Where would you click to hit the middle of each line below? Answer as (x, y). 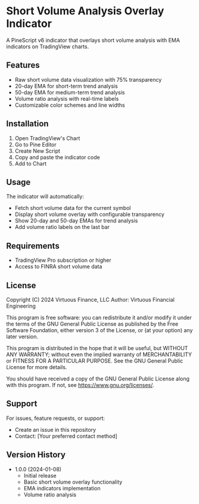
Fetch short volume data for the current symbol (73, 208)
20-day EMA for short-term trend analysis (66, 86)
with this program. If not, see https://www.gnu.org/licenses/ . (80, 385)
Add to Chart (30, 163)
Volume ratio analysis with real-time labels (67, 98)
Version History (36, 455)
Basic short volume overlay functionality (73, 482)
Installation (27, 124)
